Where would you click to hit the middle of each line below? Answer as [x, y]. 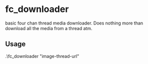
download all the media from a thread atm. [49, 28]
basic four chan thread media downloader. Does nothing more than [74, 23]
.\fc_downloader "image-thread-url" [42, 56]
